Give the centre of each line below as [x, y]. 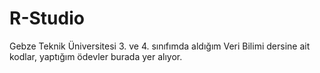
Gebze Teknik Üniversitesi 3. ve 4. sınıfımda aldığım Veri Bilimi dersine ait [160, 46]
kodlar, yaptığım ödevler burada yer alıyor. [96, 56]
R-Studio [47, 18]
